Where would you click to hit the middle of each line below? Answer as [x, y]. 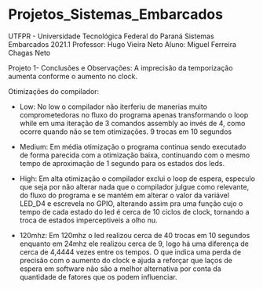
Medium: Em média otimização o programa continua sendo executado [133, 146]
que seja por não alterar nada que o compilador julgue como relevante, [134, 186]
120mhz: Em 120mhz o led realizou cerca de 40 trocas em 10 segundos [135, 235]
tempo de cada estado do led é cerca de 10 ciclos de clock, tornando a [134, 211]
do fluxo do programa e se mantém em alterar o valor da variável [124, 195]
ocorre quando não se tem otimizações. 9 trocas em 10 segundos [126, 132]
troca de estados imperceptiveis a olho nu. [89, 220]
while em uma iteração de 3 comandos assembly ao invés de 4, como [132, 123]
